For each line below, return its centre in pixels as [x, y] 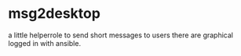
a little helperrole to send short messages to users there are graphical [121, 35]
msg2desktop [54, 14]
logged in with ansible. [44, 43]
